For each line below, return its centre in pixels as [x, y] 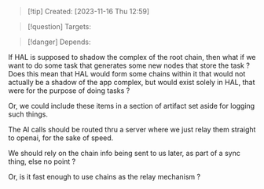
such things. [28, 114]
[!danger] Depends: [59, 42]
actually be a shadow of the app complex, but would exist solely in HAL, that [132, 82]
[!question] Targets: [59, 26]
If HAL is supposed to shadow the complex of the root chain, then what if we [132, 57]
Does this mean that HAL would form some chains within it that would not [127, 74]
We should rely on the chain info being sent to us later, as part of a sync [125, 153]
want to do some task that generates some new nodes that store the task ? [129, 65]
